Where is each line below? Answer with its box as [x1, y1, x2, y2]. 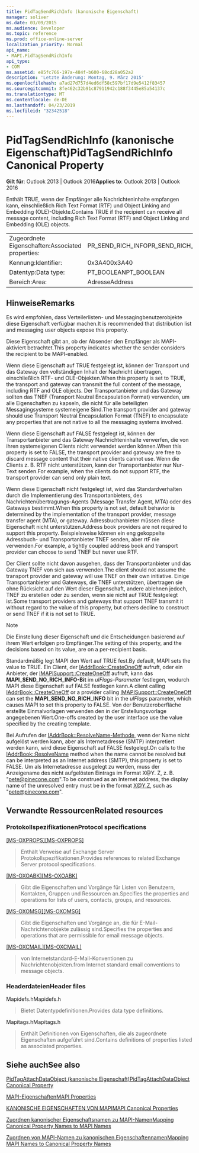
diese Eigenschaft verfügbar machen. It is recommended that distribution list [6, 320, 192, 327]
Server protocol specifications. [20, 860, 97, 868]
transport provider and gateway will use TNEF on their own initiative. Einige [6, 573, 190, 580]
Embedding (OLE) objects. [6, 221, 70, 228]
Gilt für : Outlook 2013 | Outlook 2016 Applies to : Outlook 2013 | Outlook [6, 178, 181, 185]
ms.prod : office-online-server [6, 36, 84, 42]
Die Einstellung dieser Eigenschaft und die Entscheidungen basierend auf [6, 633, 185, 640]
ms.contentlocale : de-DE [6, 97, 68, 102]
